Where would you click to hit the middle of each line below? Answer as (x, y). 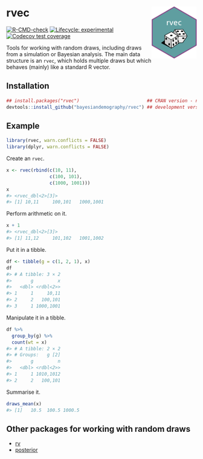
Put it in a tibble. (26, 249)
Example (23, 126)
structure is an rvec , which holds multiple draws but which (79, 60)
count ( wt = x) (29, 342)
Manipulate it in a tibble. (36, 318)
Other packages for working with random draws (98, 429)
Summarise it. (23, 392)
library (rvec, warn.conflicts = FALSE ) (56, 141)
